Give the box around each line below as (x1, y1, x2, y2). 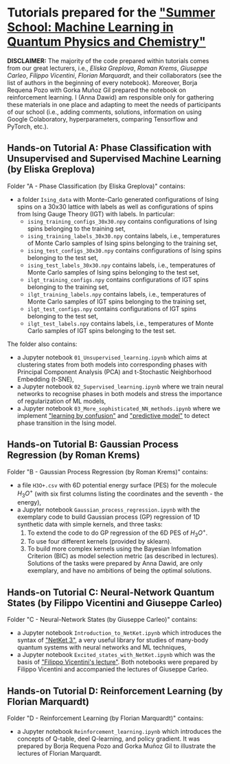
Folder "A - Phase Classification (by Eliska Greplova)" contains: (7, 182, 185, 190)
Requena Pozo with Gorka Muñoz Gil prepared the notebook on (7, 86, 187, 94)
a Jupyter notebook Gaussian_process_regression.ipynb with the (16, 506, 200, 514)
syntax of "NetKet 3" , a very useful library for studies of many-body (16, 636, 209, 645)
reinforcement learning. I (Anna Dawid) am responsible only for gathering (7, 93, 214, 101)
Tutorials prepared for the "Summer (7, 5, 216, 21)
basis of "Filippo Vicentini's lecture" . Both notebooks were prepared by (16, 658, 218, 667)
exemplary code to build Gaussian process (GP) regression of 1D (16, 513, 200, 521)
